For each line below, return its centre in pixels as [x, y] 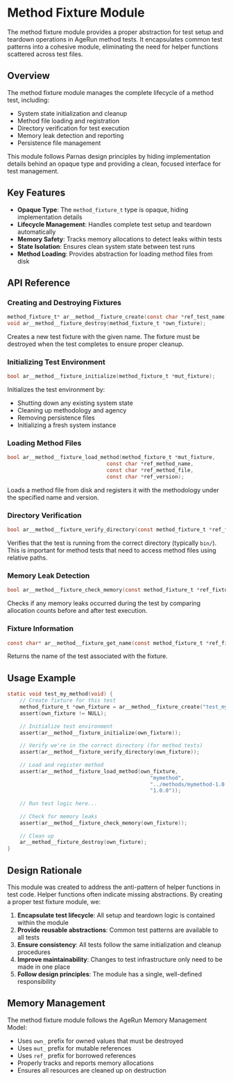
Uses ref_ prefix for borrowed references [77, 1055]
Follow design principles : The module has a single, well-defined [110, 974]
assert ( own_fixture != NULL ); [63, 713]
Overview [29, 76]
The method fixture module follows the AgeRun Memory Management [107, 1020]
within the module [43, 922]
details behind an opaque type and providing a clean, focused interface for [114, 164]
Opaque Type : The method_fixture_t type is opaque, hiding [103, 209]
